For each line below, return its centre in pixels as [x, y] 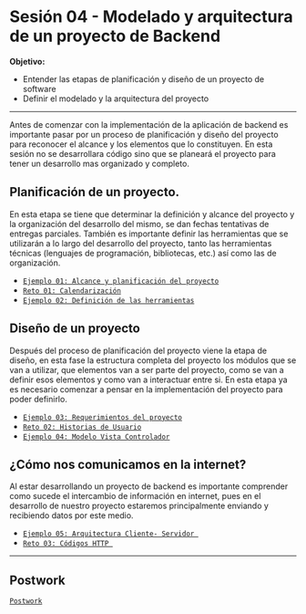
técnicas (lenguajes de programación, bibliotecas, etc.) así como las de [143, 253]
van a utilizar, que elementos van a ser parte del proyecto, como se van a [147, 369]
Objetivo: [27, 61]
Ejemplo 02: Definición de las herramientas [108, 300]
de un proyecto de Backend [115, 36]
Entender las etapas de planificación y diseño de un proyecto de [143, 78]
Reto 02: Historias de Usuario [82, 427]
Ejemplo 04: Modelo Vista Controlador [96, 437]
